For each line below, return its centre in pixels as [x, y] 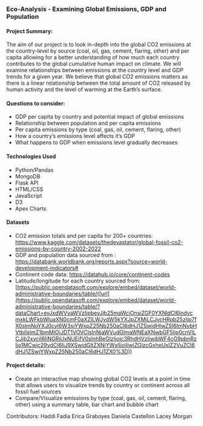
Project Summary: [30, 31]
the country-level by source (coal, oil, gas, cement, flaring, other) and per [98, 51]
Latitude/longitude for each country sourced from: [78, 281]
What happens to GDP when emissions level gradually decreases [96, 143]
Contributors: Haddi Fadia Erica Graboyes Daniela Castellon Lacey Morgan [99, 416]
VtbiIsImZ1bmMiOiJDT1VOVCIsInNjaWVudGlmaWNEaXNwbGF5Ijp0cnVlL [105, 332]
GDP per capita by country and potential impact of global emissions [99, 117]
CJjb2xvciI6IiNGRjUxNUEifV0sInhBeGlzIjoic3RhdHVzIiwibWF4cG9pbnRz [106, 338]
